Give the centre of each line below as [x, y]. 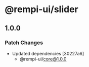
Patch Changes [24, 43]
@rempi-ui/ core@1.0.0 [43, 59]
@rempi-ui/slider [42, 9]
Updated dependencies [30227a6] [48, 53]
